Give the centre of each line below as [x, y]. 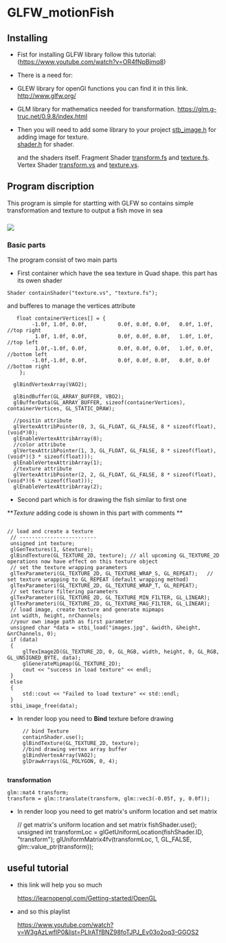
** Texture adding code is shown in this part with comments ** [95, 513]
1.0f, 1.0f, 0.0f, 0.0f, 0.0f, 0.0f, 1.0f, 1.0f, [124, 337]
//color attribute [40, 445]
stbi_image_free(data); [44, 706]
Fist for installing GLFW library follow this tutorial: [87, 54]
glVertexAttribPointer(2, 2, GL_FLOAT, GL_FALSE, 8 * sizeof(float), [115, 475]
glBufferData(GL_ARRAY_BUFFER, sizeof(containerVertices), [100, 403]
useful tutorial [38, 868]
